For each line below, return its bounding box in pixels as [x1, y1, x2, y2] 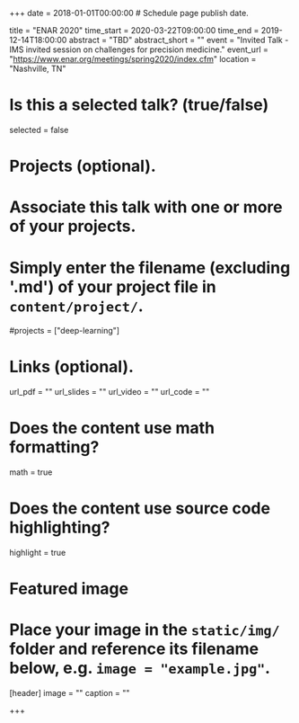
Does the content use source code [9, 498, 271, 519]
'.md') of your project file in [9, 276, 217, 297]
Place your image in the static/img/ [9, 620, 280, 640]
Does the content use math [9, 418, 215, 439]
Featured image [9, 579, 128, 599]
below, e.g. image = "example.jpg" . [9, 658, 271, 678]
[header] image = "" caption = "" [9, 688, 130, 699]
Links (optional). [9, 357, 135, 377]
